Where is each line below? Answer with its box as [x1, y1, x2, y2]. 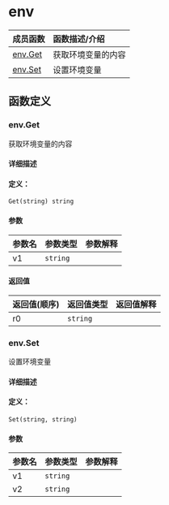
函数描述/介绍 [53, 33, 105, 45]
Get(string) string [8, 197, 74, 205]
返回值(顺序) [12, 299, 60, 310]
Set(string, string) [8, 415, 78, 424]
